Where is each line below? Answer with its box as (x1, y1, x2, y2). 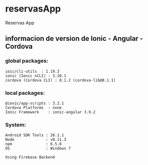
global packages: (5, 58, 49, 65)
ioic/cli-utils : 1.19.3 (5, 69, 59, 74)
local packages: (5, 89, 45, 96)
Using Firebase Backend (5, 155, 55, 160)
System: (5, 121, 26, 128)
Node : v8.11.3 (5, 137, 66, 142)
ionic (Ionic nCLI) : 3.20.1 (5, 73, 66, 78)
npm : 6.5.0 (5, 142, 62, 147)
